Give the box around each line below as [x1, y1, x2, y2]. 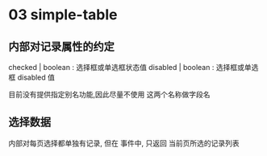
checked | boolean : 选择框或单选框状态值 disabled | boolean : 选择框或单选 [8, 63, 259, 72]
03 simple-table [8, 6, 118, 24]
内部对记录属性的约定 [8, 39, 115, 53]
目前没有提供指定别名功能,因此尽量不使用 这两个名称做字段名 [8, 90, 211, 99]
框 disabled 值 [8, 72, 55, 82]
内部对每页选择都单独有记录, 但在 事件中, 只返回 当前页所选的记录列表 [8, 138, 240, 148]
